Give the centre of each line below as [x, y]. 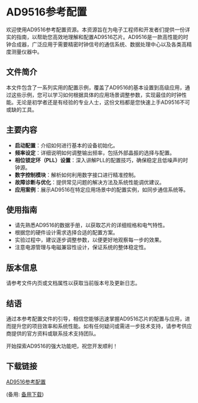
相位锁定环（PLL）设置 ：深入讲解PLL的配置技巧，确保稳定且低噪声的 [99, 160]
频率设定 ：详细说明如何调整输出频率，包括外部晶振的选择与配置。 [95, 153]
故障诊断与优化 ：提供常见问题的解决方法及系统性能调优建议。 [90, 182]
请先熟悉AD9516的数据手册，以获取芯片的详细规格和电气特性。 [91, 225]
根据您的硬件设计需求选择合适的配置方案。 [66, 232]
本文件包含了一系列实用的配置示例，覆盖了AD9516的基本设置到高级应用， [96, 87]
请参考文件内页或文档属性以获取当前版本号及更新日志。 [73, 283]
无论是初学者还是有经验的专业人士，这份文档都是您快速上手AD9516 [98, 102]
